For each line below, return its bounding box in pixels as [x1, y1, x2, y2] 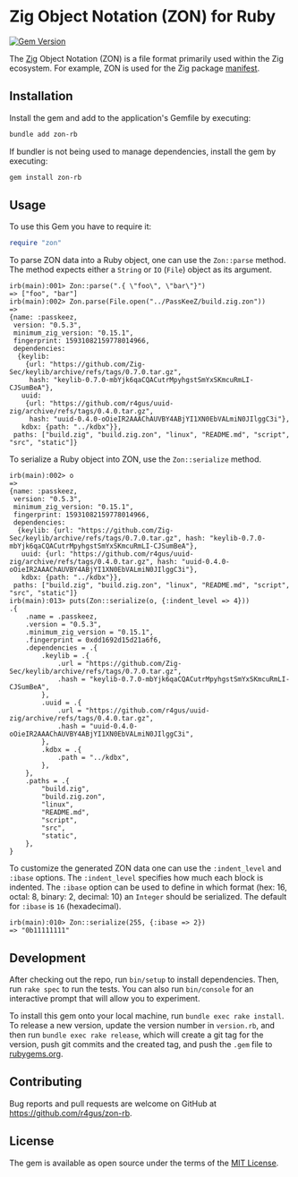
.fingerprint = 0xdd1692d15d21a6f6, [25, 635, 163, 645]
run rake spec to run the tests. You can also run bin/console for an [9, 984, 254, 994]
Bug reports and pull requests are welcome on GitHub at [9, 1098, 217, 1109]
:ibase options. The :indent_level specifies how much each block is [9, 873, 264, 883]
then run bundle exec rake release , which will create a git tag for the [9, 1029, 264, 1040]
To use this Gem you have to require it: [9, 221, 152, 232]
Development [9, 951, 87, 966]
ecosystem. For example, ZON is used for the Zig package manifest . [9, 63, 260, 73]
